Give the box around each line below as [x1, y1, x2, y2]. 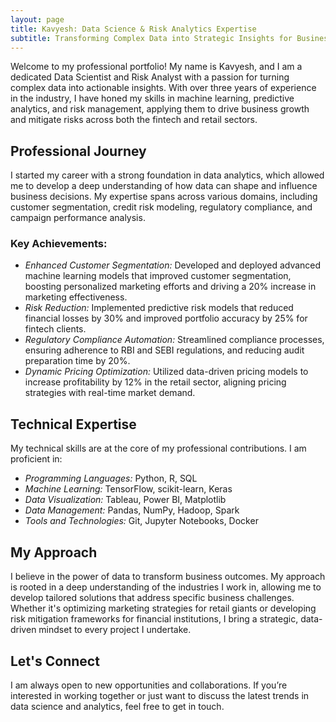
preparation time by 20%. [24, 355, 131, 367]
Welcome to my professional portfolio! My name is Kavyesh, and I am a [10, 61, 303, 73]
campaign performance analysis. [10, 212, 146, 224]
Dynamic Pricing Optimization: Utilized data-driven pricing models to [24, 366, 309, 378]
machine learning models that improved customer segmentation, [24, 270, 292, 282]
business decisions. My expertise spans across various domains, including [10, 191, 318, 203]
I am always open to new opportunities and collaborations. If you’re [10, 679, 288, 691]
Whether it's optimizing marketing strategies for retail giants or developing [10, 602, 317, 615]
